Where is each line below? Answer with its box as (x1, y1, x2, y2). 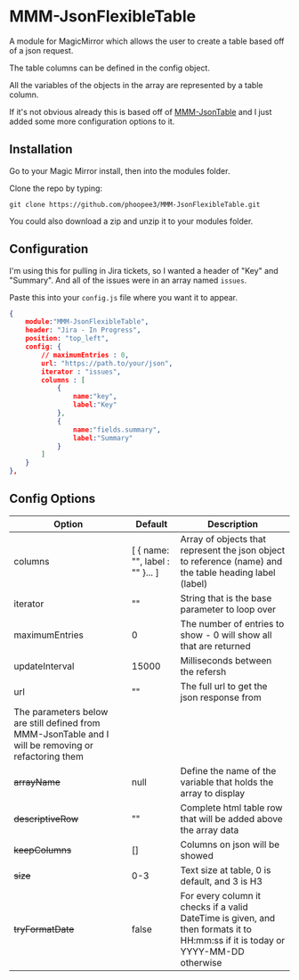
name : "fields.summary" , (72, 425, 162, 434)
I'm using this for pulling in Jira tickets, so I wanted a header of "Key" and (9, 265, 279, 276)
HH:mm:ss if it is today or (180, 934, 286, 946)
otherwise (180, 956, 222, 968)
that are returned (180, 639, 251, 652)
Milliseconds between (180, 654, 272, 666)
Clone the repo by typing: (9, 183, 103, 194)
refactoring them (13, 750, 85, 762)
